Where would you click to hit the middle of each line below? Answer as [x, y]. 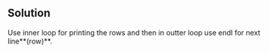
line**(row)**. [30, 41]
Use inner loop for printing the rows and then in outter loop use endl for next [134, 32]
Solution [29, 13]
